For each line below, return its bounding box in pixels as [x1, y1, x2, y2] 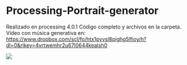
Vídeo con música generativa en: [6, 29, 86, 36]
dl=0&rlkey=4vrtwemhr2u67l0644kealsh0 [6, 42, 107, 49]
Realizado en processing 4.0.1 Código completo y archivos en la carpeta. [6, 23, 182, 30]
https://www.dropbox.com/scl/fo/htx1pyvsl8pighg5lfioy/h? [6, 35, 147, 42]
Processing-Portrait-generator [6, 4, 159, 17]
